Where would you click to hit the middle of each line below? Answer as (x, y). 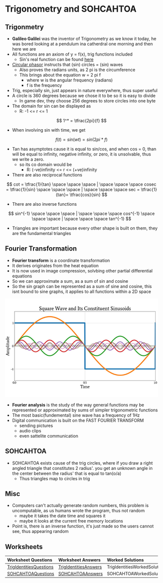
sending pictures (36, 426)
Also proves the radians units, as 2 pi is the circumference (77, 70)
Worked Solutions (125, 560)
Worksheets (24, 547)
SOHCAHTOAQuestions (31, 574)
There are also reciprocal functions (47, 175)
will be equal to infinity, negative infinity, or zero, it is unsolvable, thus (81, 154)
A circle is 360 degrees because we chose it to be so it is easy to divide (84, 96)
